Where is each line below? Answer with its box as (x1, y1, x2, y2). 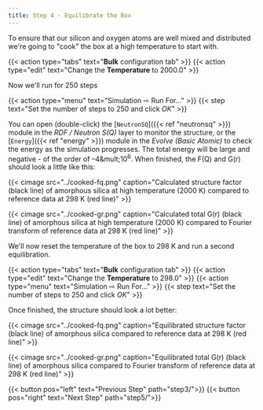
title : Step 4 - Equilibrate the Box (8, 11, 132, 20)
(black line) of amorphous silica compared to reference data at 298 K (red (8, 329, 247, 338)
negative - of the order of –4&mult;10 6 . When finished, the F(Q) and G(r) (8, 153, 241, 164)
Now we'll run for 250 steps (8, 80, 98, 90)
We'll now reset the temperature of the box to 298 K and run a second (8, 242, 235, 251)
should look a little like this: (8, 162, 96, 172)
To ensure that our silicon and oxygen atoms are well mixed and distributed (8, 33, 251, 42)
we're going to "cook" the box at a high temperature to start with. (8, 41, 219, 51)
